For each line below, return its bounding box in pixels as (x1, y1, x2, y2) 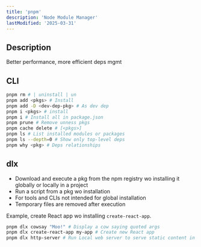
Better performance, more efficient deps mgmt (6, 58, 122, 66)
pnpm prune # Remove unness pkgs (6, 120, 90, 126)
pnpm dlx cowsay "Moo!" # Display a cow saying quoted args (6, 224, 161, 230)
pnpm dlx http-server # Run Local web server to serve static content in (6, 235, 196, 241)
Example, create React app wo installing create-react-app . (6, 212, 152, 219)
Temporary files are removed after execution (14, 200, 126, 208)
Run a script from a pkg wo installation (14, 187, 110, 195)
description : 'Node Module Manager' (6, 14, 98, 20)
